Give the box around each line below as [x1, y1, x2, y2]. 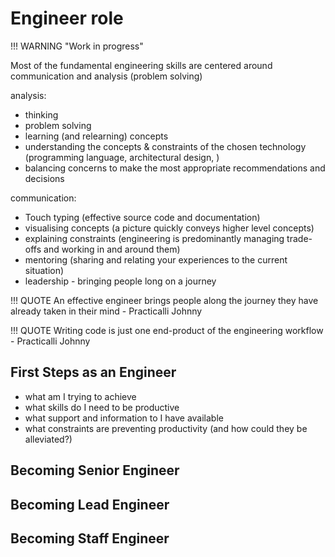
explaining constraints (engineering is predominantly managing [24, 232, 285, 244]
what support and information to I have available [24, 412, 224, 424]
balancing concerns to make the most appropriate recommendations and [24, 162, 326, 174]
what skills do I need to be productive [24, 401, 180, 413]
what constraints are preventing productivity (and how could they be [24, 422, 308, 434]
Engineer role [10, 7, 124, 30]
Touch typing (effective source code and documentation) [24, 211, 261, 223]
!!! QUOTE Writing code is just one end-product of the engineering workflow [10, 324, 324, 336]
